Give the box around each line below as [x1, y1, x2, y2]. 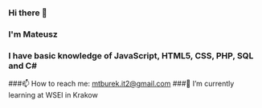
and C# [8, 60, 38, 71]
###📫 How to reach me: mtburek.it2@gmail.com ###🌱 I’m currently [8, 79, 235, 89]
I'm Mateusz [8, 28, 58, 39]
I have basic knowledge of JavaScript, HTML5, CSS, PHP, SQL [8, 50, 254, 61]
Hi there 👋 [8, 7, 48, 18]
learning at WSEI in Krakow [8, 90, 98, 100]
